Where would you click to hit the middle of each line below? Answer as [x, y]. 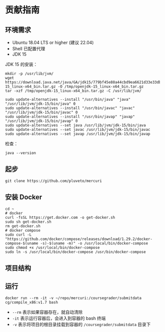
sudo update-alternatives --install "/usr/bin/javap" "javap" [70, 117]
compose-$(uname [22, 243]
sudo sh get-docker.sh [28, 222]
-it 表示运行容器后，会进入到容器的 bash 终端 [59, 318]
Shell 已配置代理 [28, 49]
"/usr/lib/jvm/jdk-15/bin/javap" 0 [41, 121]
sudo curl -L [18, 235]
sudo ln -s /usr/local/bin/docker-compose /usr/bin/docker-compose [76, 252]
